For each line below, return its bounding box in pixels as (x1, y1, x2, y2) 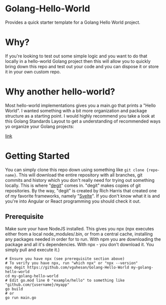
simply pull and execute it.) (5, 247, 60, 253)
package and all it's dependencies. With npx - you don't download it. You (5, 241, 154, 247)
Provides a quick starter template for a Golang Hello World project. (5, 19, 141, 25)
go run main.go (5, 295, 37, 300)
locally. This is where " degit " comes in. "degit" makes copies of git (5, 182, 141, 188)
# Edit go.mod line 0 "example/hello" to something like (5, 278, 125, 283)
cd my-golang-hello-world (5, 273, 58, 278)
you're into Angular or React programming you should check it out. (5, 198, 141, 204)
